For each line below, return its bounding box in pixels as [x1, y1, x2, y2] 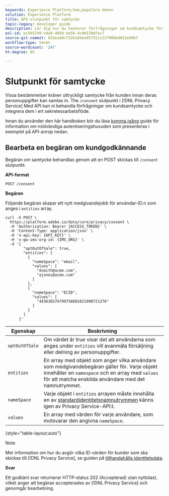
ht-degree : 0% [5, 49, 35, 54]
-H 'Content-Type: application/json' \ [10, 229, 94, 234]
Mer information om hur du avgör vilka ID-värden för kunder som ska [5, 450, 148, 456]
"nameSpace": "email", [32, 259, 80, 264]
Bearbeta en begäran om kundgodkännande [5, 143, 147, 152]
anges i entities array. [5, 205, 53, 211]
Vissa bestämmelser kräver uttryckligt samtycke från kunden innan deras [5, 92, 157, 98]
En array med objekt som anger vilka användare [43, 357, 156, 364]
